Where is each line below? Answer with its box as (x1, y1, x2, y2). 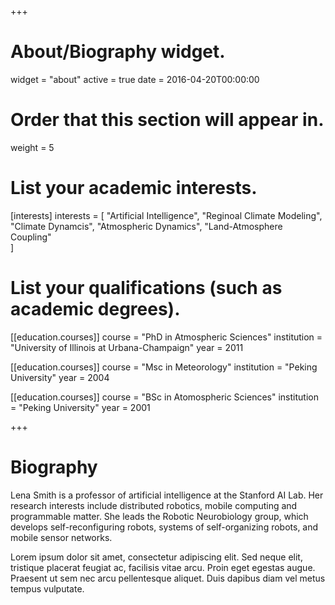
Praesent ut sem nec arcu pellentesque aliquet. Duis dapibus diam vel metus (10, 572, 326, 584)
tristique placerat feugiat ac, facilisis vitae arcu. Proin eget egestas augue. (10, 561, 316, 573)
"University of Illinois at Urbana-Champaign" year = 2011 (10, 341, 244, 353)
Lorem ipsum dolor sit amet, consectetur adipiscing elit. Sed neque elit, (10, 551, 303, 563)
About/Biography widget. (10, 41, 226, 63)
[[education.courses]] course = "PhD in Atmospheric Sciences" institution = (10, 331, 323, 343)
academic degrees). (10, 298, 181, 320)
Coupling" (10, 231, 52, 243)
